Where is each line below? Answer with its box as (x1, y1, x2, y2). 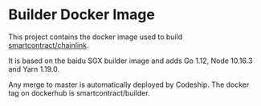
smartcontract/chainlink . (8, 40, 90, 49)
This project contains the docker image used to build (8, 32, 183, 41)
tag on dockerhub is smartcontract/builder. (8, 88, 150, 97)
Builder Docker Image (8, 6, 155, 24)
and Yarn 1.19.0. (8, 64, 60, 73)
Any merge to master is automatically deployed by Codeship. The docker (8, 80, 250, 89)
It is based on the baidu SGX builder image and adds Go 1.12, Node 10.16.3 (8, 56, 253, 65)
